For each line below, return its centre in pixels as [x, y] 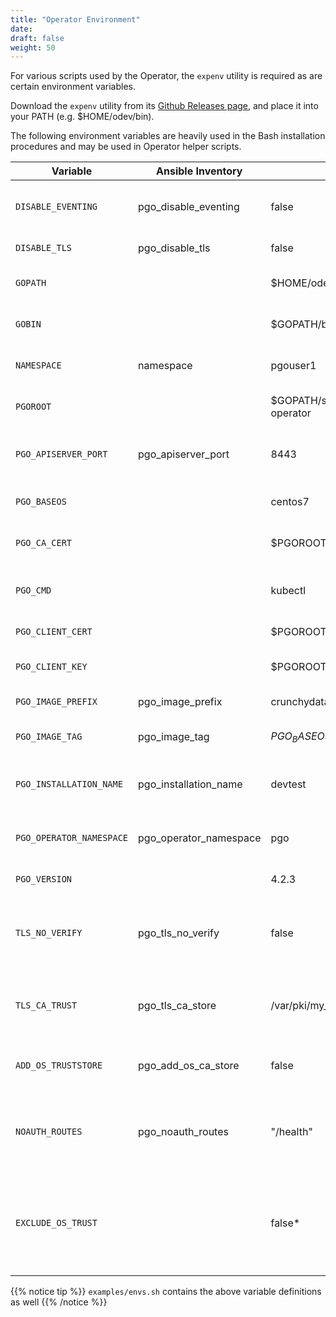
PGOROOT [33, 407]
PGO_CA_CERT [44, 543]
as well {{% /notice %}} [59, 1302]
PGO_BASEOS [41, 502]
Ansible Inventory [199, 171]
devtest [288, 784]
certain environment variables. [73, 87]
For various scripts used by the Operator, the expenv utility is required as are [166, 76]
